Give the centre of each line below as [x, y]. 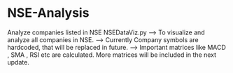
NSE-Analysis [48, 13]
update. [18, 62]
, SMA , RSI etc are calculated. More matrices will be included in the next [112, 55]
